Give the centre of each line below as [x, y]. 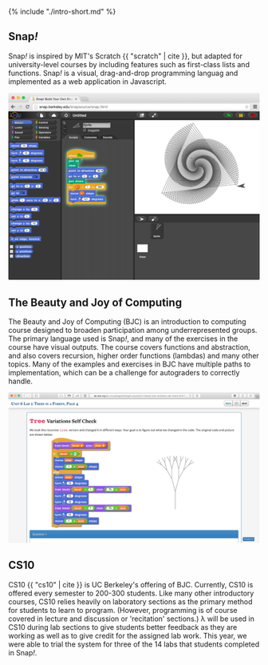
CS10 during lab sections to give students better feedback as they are [123, 627]
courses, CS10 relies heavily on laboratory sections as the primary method [130, 601]
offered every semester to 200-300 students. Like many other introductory [131, 593]
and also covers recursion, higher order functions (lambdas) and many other [134, 356]
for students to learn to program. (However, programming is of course [123, 610]
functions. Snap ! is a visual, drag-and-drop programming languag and [123, 73]
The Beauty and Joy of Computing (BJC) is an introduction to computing [127, 322]
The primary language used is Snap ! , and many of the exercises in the [123, 339]
